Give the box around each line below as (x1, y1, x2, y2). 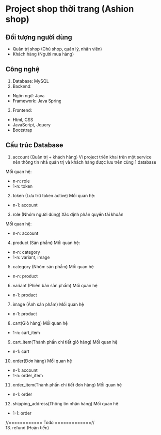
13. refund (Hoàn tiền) (5, 424, 49, 431)
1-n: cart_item (12, 330, 40, 335)
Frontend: (12, 107, 32, 113)
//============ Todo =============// (5, 419, 95, 425)
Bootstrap (12, 127, 32, 133)
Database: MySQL (12, 78, 49, 84)
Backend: (12, 83, 32, 89)
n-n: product (12, 273, 38, 279)
